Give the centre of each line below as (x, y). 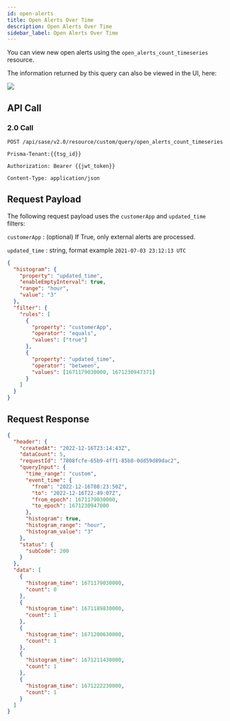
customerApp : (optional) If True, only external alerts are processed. (101, 236)
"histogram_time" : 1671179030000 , (75, 583)
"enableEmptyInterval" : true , (63, 282)
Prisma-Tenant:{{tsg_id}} (44, 154)
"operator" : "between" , (66, 366)
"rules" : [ (35, 314)
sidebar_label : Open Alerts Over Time (63, 33)
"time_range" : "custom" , (61, 474)
